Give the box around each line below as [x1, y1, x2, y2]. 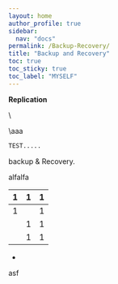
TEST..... [8, 141, 42, 150]
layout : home [8, 11, 53, 20]
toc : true [8, 58, 42, 66]
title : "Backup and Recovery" [8, 49, 111, 58]
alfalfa [8, 172, 30, 182]
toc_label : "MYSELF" [8, 72, 78, 80]
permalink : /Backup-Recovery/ [8, 42, 111, 50]
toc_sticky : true [8, 65, 67, 73]
